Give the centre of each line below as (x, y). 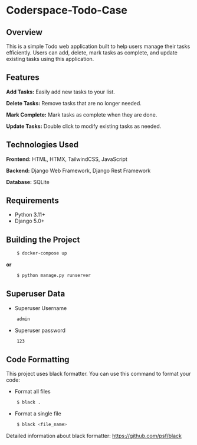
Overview (24, 32)
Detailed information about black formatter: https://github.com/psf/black (94, 436)
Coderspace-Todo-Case (67, 10)
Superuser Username (41, 308)
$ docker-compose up (42, 253)
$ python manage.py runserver (54, 276)
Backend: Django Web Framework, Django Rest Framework (78, 170)
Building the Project (43, 239)
